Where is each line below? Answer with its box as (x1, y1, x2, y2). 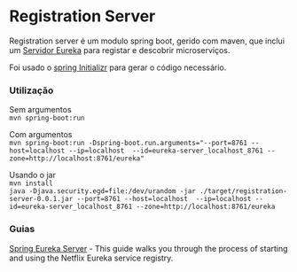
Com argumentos (9, 129, 73, 140)
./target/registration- (199, 187, 288, 196)
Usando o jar (9, 170, 56, 181)
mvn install (9, 179, 53, 188)
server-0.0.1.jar (9, 195, 74, 204)
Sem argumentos (9, 105, 73, 115)
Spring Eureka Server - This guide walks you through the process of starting (9, 243, 288, 253)
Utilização (9, 84, 54, 97)
